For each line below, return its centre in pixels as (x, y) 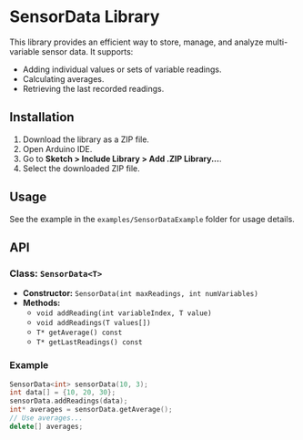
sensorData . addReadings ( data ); (69, 401)
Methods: (41, 303)
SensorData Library (85, 17)
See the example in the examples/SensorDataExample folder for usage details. (152, 219)
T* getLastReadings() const (89, 343)
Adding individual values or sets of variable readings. (122, 69)
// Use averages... (46, 418)
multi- (277, 42)
